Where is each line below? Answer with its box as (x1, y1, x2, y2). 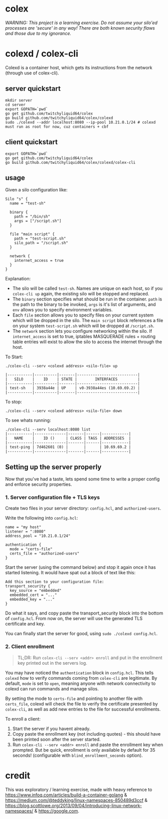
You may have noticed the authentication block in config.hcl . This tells (5, 669, 154, 676)
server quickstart (5, 84, 61, 93)
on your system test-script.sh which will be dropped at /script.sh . (12, 323, 154, 329)
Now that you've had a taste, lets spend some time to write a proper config (5, 476, 160, 482)
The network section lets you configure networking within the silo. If (12, 328, 152, 334)
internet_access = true (14, 258, 64, 263)
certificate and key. (5, 621, 45, 627)
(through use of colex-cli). (5, 70, 59, 76)
